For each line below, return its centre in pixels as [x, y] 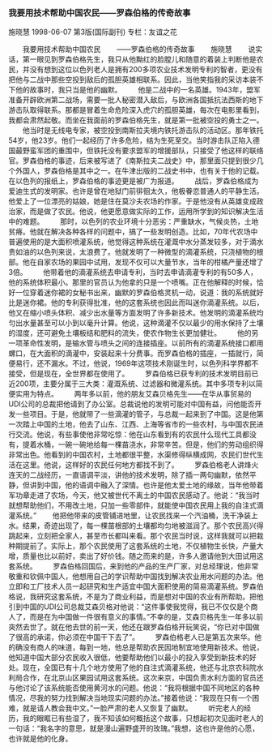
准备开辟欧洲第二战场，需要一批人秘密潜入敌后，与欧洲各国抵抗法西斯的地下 [136, 100]
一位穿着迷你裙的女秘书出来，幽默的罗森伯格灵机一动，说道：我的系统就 [136, 293]
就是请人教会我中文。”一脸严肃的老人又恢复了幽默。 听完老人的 [133, 708]
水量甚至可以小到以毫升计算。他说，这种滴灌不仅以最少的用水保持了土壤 [143, 323]
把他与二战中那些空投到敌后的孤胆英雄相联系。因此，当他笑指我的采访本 [129, 79]
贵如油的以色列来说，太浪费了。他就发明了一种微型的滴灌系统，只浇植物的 [132, 252]
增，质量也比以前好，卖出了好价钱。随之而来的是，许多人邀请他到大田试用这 [136, 556]
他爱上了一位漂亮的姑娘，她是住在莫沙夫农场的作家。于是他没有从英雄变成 [132, 201]
